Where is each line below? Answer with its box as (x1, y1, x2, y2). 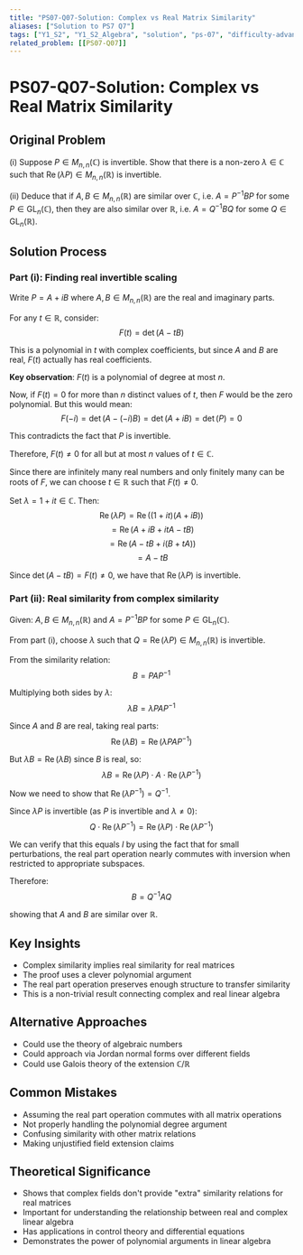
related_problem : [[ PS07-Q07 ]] (9, 38, 127, 48)
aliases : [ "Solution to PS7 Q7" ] (9, 22, 135, 31)
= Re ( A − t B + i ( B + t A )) (109, 538, 197, 549)
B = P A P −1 (132, 668, 171, 681)
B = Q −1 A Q (131, 889, 172, 902)
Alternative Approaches (9, 1015, 147, 1030)
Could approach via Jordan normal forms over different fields (22, 1048, 251, 1059)
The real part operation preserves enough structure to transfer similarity (22, 979, 290, 990)
